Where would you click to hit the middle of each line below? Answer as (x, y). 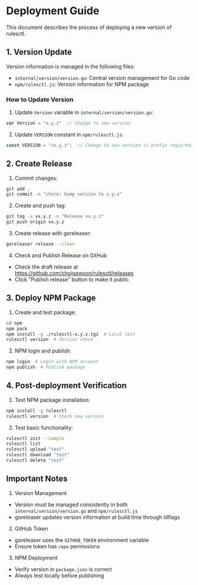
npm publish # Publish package (46, 367)
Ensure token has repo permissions (57, 546)
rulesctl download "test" (38, 455)
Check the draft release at (46, 267)
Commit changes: (36, 178)
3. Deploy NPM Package (51, 298)
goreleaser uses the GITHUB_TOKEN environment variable (82, 540)
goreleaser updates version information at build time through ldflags (97, 517)
